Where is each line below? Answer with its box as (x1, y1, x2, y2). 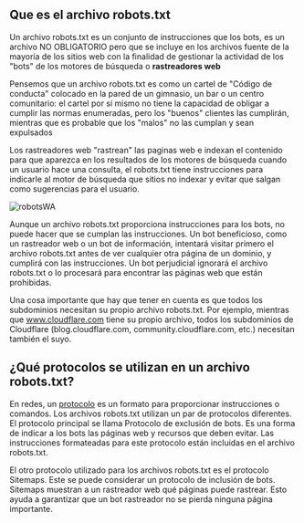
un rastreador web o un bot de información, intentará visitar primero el (9, 237, 274, 249)
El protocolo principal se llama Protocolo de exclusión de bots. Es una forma (9, 417, 296, 428)
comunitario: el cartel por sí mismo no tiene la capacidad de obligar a (9, 98, 269, 109)
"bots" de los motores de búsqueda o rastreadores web (9, 60, 221, 71)
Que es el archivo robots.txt (9, 7, 171, 23)
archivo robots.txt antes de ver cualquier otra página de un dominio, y (9, 247, 272, 258)
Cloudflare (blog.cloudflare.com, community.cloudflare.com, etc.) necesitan (9, 323, 295, 334)
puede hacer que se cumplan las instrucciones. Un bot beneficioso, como (9, 228, 288, 239)
